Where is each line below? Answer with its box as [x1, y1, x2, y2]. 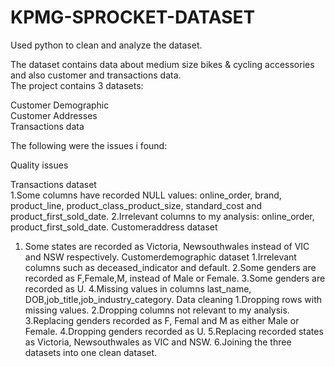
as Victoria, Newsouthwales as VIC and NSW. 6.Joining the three [24, 336, 292, 348]
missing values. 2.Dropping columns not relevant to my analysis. [24, 304, 290, 316]
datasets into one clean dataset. [24, 346, 158, 358]
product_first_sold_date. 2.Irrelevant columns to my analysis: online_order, [10, 210, 315, 222]
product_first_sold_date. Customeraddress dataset [10, 221, 218, 233]
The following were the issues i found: [10, 139, 168, 151]
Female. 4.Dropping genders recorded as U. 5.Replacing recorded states [24, 325, 324, 337]
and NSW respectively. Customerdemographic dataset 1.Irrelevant [24, 251, 297, 263]
